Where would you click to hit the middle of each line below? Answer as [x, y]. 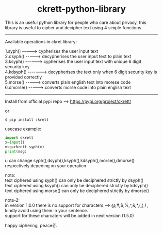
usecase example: [23, 129]
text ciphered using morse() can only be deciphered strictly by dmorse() [77, 191]
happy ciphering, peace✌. [31, 226]
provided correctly [24, 77]
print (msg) [16, 151]
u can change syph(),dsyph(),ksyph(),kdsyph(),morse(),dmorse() [70, 161]
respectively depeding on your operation [46, 166]
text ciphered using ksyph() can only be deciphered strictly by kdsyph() [77, 186]
